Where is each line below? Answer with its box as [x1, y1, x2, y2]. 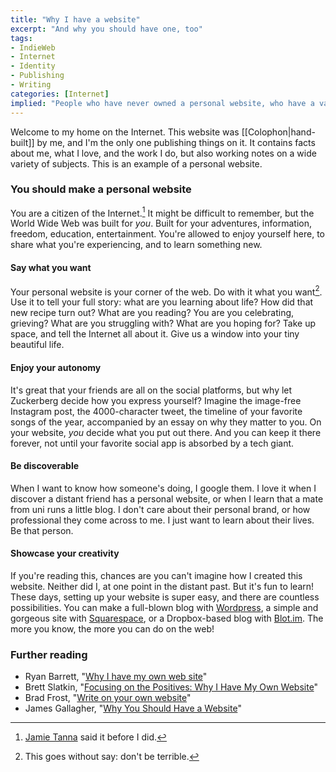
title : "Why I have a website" [10, 14, 141, 25]
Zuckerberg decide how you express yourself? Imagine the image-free [10, 394, 302, 406]
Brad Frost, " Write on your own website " [24, 692, 192, 704]
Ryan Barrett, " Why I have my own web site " [24, 671, 208, 683]
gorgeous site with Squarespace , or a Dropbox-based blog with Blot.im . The [10, 612, 324, 624]
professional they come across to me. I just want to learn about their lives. [10, 514, 315, 526]
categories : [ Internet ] [10, 89, 110, 99]
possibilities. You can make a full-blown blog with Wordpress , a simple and [10, 601, 319, 613]
